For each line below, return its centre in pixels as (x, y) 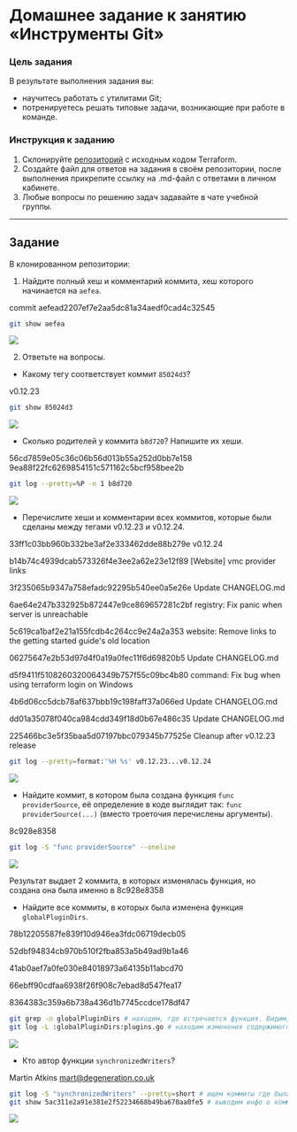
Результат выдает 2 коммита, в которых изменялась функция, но (133, 881)
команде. (39, 117)
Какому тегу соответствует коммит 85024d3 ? (106, 374)
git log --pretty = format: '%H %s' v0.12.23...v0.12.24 (110, 762)
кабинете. (41, 188)
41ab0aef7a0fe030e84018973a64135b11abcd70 (96, 968)
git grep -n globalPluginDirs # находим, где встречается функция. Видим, (150, 1019)
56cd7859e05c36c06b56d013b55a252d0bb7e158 (101, 458)
